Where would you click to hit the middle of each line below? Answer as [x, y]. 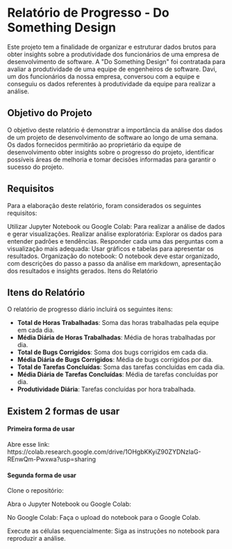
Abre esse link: [28, 444]
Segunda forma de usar [42, 475]
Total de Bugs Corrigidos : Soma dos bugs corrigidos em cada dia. [113, 352]
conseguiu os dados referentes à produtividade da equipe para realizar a [111, 83]
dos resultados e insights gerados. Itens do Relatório [83, 271]
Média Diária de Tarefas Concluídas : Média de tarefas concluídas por [118, 374]
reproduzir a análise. [36, 539]
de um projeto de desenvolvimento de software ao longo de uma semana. [113, 137]
